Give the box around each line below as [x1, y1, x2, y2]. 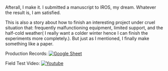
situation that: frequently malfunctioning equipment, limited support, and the [5, 25, 163, 31]
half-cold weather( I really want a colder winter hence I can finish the [5, 30, 148, 36]
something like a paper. [5, 41, 54, 47]
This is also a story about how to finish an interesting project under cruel [5, 20, 155, 25]
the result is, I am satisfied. [5, 10, 61, 16]
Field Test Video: [5, 60, 40, 66]
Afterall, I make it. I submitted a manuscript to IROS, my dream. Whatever [5, 5, 156, 10]
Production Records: [5, 50, 48, 56]
